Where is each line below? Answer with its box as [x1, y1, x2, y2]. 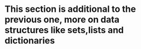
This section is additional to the [4, 3, 137, 15]
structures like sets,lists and [4, 25, 124, 36]
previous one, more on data [4, 14, 120, 25]
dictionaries [4, 35, 55, 47]
